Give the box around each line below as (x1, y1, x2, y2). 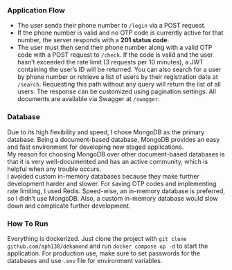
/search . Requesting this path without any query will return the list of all (17, 80, 222, 89)
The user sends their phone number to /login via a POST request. (17, 21, 206, 30)
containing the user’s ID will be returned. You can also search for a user (17, 65, 222, 74)
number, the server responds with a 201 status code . (17, 36, 170, 44)
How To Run (7, 219, 48, 228)
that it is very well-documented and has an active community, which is (7, 157, 208, 165)
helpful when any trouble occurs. (7, 165, 102, 173)
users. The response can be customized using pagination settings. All (17, 87, 217, 96)
